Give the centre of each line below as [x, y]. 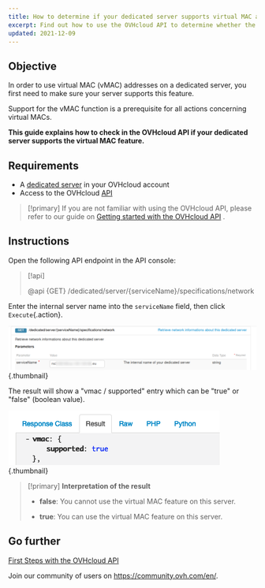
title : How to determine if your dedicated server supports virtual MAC [130, 17]
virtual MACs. [30, 117]
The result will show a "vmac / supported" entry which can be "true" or [123, 391]
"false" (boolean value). [47, 399]
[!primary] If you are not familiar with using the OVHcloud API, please [140, 208]
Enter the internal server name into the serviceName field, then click [117, 306]
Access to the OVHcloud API [66, 193]
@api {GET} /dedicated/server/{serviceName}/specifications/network [141, 291]
